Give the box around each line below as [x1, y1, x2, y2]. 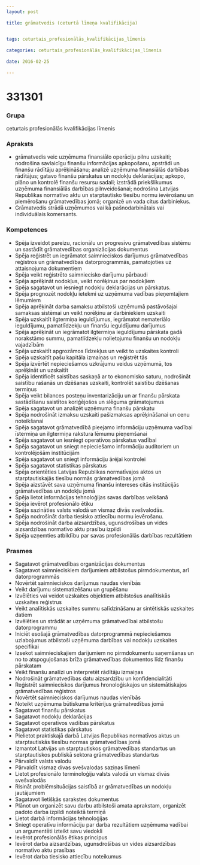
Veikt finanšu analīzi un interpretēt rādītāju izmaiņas [14, 668, 144, 675]
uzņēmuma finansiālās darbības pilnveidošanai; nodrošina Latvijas [14, 185, 179, 192]
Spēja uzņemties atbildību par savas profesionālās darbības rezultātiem [14, 532, 192, 539]
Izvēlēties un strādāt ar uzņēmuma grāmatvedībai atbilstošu [14, 617, 163, 624]
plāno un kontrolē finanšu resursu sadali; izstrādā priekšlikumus [14, 179, 172, 186]
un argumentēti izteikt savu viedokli [14, 827, 103, 834]
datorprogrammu [14, 624, 57, 631]
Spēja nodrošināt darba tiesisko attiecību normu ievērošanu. [14, 512, 163, 520]
